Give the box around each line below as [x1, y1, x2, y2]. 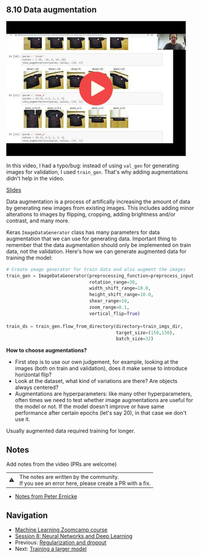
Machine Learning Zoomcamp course [14, 526, 108, 533]
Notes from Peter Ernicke [14, 493, 78, 500]
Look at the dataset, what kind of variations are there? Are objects [14, 378, 178, 385]
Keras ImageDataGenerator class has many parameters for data [6, 228, 160, 236]
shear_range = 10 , [89, 298, 130, 304]
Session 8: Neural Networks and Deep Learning [14, 533, 133, 540]
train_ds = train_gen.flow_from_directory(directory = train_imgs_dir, [6, 323, 184, 329]
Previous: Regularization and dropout [14, 539, 106, 546]
